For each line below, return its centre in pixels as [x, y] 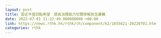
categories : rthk [23, 28]
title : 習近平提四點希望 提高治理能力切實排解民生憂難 [55, 14]
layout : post [19, 10]
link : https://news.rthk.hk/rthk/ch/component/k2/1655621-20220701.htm [80, 23]
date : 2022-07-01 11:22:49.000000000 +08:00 [52, 19]
